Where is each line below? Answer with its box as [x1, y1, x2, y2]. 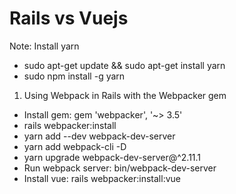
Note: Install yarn [9, 40, 80, 52]
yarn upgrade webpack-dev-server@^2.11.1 [23, 151, 202, 163]
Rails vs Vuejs [9, 7, 129, 30]
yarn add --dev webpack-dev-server [23, 130, 176, 142]
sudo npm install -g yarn [23, 70, 126, 82]
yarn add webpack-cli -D [23, 140, 127, 152]
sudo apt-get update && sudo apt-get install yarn [23, 59, 226, 71]
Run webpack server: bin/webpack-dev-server [23, 162, 217, 174]
